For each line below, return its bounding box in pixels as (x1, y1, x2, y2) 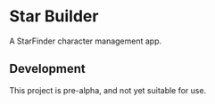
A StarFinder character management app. (9, 36, 162, 46)
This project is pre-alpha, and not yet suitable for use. (9, 84, 207, 95)
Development (9, 61, 87, 76)
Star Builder (9, 6, 99, 27)
